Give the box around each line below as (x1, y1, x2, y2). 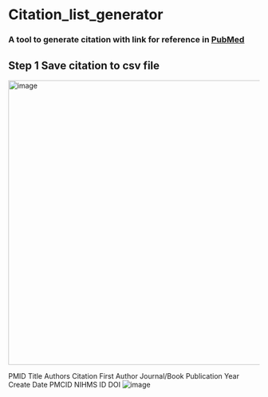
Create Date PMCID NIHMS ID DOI (8, 379, 121, 389)
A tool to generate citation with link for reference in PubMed (8, 34, 245, 45)
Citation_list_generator (8, 6, 164, 24)
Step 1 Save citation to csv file (8, 58, 160, 73)
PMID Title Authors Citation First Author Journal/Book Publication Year (8, 371, 239, 380)
